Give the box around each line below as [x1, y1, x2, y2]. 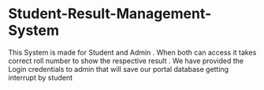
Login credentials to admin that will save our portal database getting [8, 64, 229, 73]
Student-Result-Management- [8, 5, 212, 23]
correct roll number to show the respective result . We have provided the [8, 56, 244, 66]
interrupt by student [8, 73, 73, 82]
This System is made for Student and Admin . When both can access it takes [8, 47, 257, 57]
